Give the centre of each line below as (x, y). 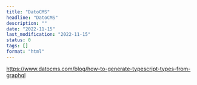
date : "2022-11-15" (31, 29)
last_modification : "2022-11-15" (48, 35)
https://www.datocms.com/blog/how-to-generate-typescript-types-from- (98, 69)
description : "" (27, 23)
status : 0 (19, 40)
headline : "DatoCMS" (32, 18)
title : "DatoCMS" (28, 12)
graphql (16, 75)
